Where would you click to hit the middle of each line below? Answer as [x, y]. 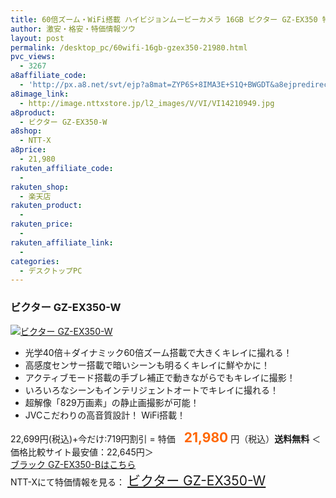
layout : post [37, 38]
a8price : [28, 150]
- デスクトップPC [51, 271]
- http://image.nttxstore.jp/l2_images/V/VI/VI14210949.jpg [147, 103]
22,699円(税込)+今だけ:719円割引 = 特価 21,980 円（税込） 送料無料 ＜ [166, 437]
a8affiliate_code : [48, 76]
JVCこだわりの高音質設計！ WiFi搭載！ [105, 415]
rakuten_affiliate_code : [62, 168]
